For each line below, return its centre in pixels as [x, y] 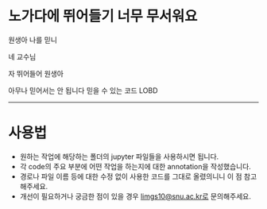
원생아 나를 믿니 [33, 40]
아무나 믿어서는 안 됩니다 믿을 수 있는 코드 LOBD [83, 90]
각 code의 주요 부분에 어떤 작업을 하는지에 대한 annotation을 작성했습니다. [135, 166]
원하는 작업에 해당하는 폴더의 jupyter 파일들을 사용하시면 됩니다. [119, 157]
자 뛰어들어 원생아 [36, 73]
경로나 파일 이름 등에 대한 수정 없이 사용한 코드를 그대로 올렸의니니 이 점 [131, 176]
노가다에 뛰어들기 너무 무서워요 [103, 16]
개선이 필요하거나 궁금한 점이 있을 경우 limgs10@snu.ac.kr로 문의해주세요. [135, 196]
